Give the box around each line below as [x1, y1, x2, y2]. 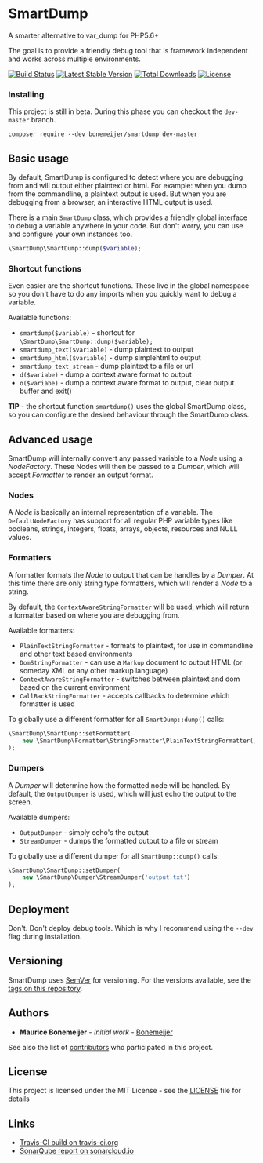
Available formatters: [8, 625, 75, 635]
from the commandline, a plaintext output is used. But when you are [8, 189, 227, 199]
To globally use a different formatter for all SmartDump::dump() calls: [8, 714, 225, 724]
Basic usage [8, 151, 69, 165]
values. [8, 533, 31, 542]
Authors [8, 1006, 49, 1020]
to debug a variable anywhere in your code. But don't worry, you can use [8, 221, 244, 231]
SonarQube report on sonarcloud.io [19, 1147, 135, 1156]
